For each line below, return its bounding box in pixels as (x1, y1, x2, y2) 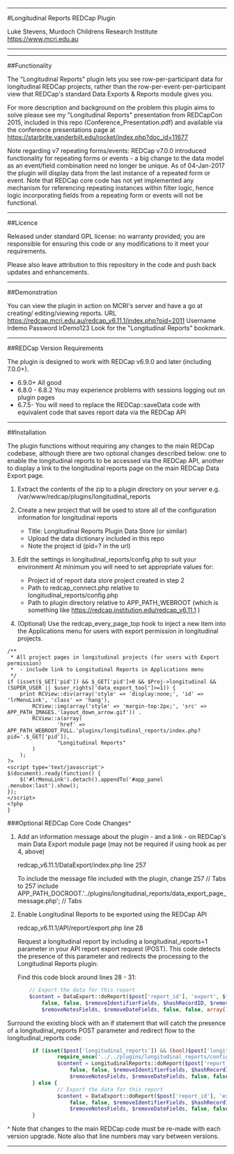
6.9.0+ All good (17, 379, 62, 386)
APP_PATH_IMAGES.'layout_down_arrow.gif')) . (7, 709, 141, 716)
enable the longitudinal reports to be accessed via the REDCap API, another (7, 457, 224, 465)
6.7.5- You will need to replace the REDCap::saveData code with (17, 401, 201, 409)
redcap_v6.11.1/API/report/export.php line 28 (17, 923, 143, 932)
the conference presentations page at (7, 126, 116, 133)
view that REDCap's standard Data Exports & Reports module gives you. (7, 90, 214, 98)
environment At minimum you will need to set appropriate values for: (17, 563, 214, 571)
